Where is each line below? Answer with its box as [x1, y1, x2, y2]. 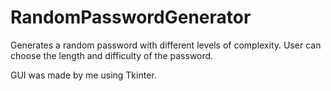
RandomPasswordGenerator [10, 6, 252, 29]
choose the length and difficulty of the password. [10, 49, 214, 61]
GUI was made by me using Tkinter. [10, 69, 157, 81]
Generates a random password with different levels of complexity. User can [10, 39, 322, 51]
